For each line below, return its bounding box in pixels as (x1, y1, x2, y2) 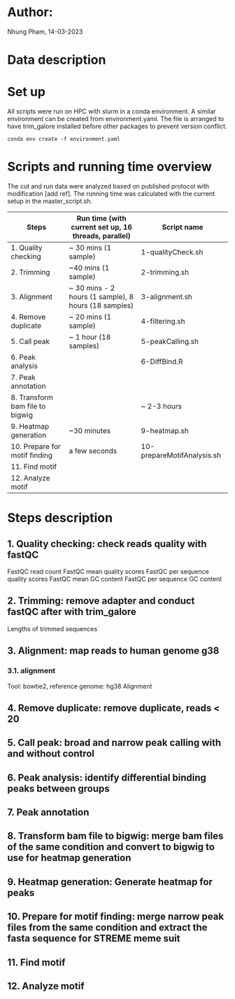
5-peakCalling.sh (141, 337, 199, 346)
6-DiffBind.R (141, 357, 183, 366)
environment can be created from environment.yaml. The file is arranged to (7, 115, 225, 123)
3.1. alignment (7, 666, 56, 676)
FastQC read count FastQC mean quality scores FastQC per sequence (7, 567, 210, 575)
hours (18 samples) (69, 301, 134, 310)
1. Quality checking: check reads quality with (7, 537, 208, 550)
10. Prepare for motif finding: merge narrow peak (7, 911, 225, 923)
